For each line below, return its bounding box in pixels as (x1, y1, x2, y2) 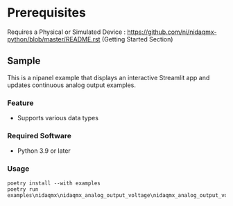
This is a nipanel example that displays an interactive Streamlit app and (7, 73, 210, 82)
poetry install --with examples (7, 180, 101, 187)
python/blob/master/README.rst (7, 35, 101, 43)
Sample (7, 55, 41, 67)
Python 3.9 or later (17, 147, 71, 155)
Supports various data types (17, 114, 99, 122)
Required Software (7, 131, 71, 140)
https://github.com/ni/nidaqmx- (127, 28, 217, 36)
